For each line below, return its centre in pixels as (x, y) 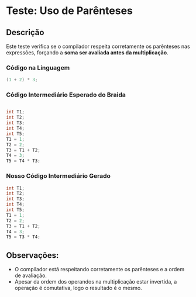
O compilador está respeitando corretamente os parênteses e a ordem (99, 270)
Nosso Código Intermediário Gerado (59, 176)
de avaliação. (30, 275)
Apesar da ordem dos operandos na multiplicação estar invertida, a (96, 282)
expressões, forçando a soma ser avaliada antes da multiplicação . (87, 53)
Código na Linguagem (38, 67)
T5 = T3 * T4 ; (23, 237)
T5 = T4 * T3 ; (23, 161)
